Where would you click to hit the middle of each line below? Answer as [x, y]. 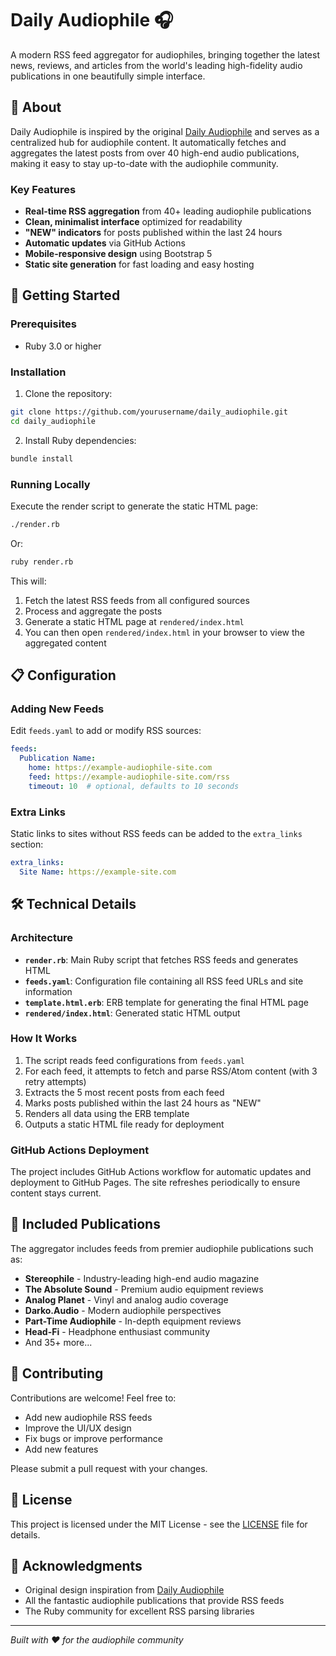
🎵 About [36, 107]
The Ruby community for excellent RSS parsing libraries [139, 1611]
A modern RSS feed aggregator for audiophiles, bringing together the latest [165, 54]
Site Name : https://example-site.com [98, 872]
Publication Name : [58, 758]
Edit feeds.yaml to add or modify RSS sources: [106, 731]
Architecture [42, 938]
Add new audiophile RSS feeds [88, 1417]
